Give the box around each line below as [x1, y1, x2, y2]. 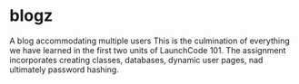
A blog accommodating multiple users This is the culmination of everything [9, 35, 291, 46]
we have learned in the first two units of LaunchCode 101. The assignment [9, 44, 286, 55]
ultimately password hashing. [9, 64, 120, 75]
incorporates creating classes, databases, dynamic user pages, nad [9, 54, 264, 65]
